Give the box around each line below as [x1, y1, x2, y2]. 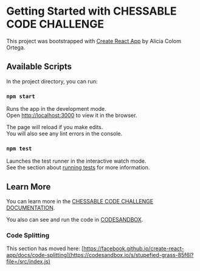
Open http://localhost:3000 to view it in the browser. [6, 111, 137, 119]
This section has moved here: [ [6, 245, 84, 252]
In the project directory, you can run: [6, 77, 98, 85]
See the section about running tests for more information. [6, 164, 150, 171]
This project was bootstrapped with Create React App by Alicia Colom [6, 37, 181, 44]
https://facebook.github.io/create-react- [83, 245, 184, 252]
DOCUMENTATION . [6, 204, 55, 211]
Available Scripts [6, 62, 72, 72]
